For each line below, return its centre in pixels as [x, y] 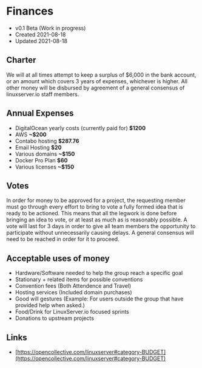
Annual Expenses [40, 113]
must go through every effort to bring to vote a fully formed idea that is [95, 207]
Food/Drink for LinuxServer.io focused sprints [72, 312]
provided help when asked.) [50, 305]
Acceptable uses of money [58, 258]
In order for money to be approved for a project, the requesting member [96, 200]
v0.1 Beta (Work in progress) [50, 28]
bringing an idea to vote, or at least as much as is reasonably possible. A [97, 220]
